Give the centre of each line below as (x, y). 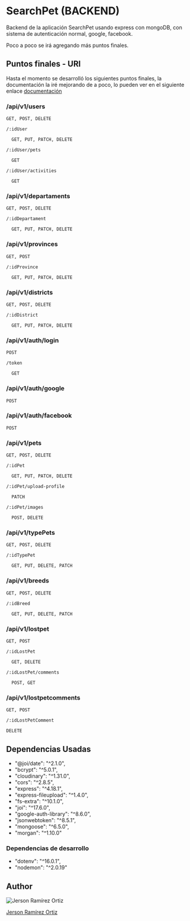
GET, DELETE (26, 662)
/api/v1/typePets (30, 532)
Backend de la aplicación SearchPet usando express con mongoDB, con (94, 27)
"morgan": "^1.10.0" (38, 833)
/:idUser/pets (24, 150)
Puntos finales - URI (44, 64)
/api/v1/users (26, 106)
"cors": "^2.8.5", (34, 782)
